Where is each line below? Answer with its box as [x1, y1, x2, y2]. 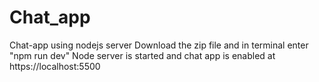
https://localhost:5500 [9, 60, 101, 72]
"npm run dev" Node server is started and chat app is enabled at [9, 49, 276, 61]
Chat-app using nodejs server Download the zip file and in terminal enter [9, 39, 309, 51]
